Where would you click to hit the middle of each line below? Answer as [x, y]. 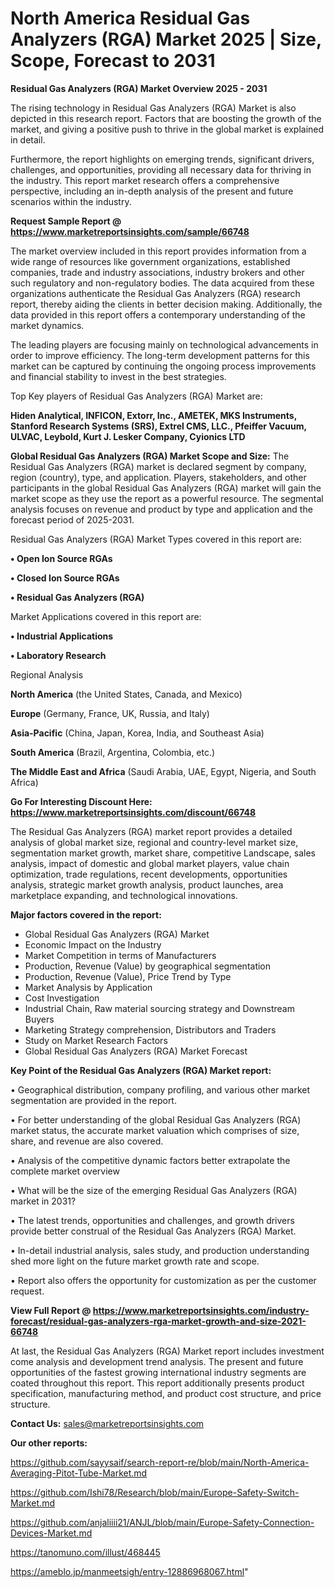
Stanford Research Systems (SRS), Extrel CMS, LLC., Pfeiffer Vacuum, [158, 426]
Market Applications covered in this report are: [106, 616]
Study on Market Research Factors [96, 1040]
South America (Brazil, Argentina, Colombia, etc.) [113, 752]
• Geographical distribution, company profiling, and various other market [160, 1089]
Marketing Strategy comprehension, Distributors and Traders [150, 1029]
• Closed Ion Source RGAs [65, 578]
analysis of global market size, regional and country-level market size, [154, 842]
